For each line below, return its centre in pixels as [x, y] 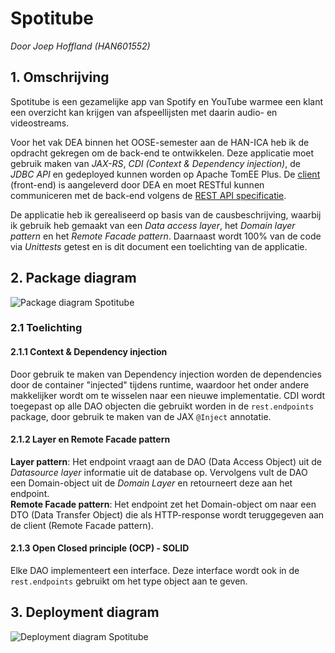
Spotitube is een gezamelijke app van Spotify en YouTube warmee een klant [166, 101]
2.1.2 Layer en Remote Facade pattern [90, 439]
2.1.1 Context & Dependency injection [89, 352]
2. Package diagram [73, 278]
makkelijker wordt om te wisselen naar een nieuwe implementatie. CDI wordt [168, 395]
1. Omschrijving [60, 77]
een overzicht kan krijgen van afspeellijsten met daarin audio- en [144, 112]
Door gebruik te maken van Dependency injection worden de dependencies [166, 374]
